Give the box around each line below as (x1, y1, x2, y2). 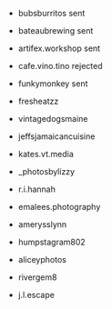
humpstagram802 (17, 236, 87, 247)
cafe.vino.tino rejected (17, 61, 103, 71)
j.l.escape (17, 290, 55, 300)
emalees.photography (17, 202, 101, 212)
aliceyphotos (17, 254, 66, 264)
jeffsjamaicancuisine (17, 131, 96, 142)
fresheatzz (17, 95, 59, 106)
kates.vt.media (17, 149, 75, 159)
